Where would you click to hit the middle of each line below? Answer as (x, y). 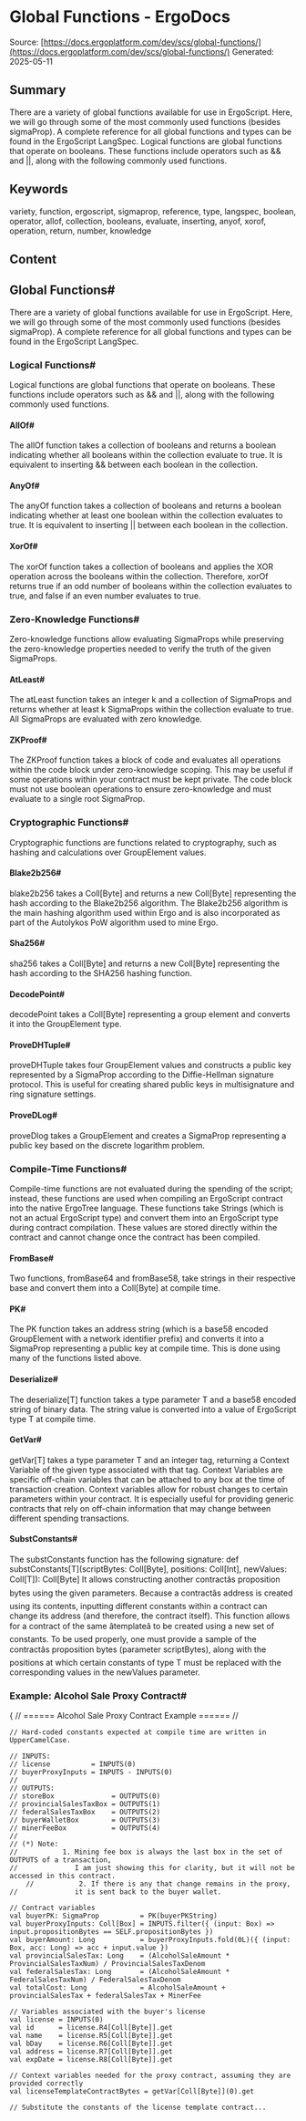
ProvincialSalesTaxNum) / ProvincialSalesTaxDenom (107, 1964)
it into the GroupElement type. (66, 1024)
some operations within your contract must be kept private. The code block (151, 780)
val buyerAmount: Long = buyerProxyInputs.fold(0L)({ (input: (150, 1940)
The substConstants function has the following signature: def (124, 1559)
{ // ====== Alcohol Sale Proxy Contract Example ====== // (124, 1716)
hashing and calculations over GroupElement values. (108, 852)
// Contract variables (52, 1908)
